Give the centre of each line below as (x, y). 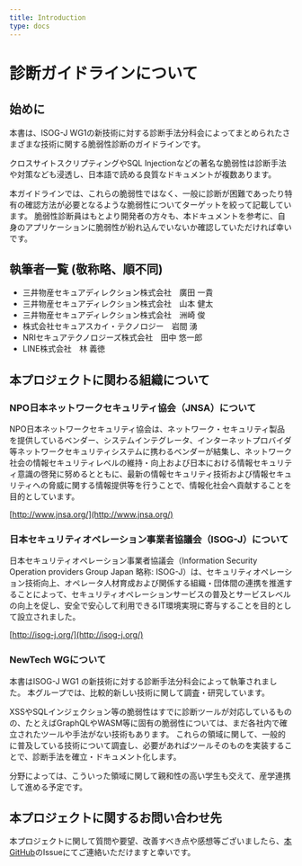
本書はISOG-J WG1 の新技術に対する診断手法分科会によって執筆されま (139, 681)
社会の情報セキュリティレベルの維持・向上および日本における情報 (131, 463)
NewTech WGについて (58, 660)
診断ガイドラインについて (104, 73)
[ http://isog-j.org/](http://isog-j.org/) (76, 635)
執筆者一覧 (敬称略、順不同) (86, 269)
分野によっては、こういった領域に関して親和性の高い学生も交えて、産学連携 (150, 775)
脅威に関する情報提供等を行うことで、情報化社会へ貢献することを (170, 485)
